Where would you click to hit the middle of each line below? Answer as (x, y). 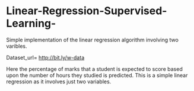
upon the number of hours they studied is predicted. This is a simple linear (97, 75)
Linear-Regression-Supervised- (87, 11)
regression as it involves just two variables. (59, 82)
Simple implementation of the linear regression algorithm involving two (93, 40)
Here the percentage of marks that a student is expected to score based (94, 69)
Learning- (31, 23)
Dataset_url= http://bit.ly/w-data (45, 57)
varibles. (17, 46)
